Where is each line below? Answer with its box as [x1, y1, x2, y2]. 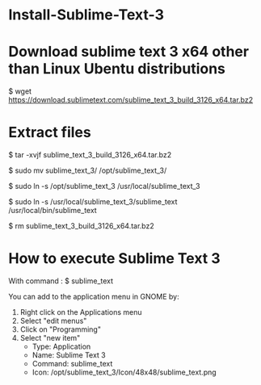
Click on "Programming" [19, 324, 101, 334]
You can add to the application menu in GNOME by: [8, 292, 179, 301]
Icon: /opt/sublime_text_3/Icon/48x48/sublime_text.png [32, 367, 217, 377]
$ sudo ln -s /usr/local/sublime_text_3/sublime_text [8, 197, 178, 207]
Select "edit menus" [19, 316, 87, 325]
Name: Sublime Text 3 [32, 350, 107, 360]
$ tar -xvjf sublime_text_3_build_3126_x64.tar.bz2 [8, 150, 172, 160]
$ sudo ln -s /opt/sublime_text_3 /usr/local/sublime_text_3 [8, 182, 200, 191]
